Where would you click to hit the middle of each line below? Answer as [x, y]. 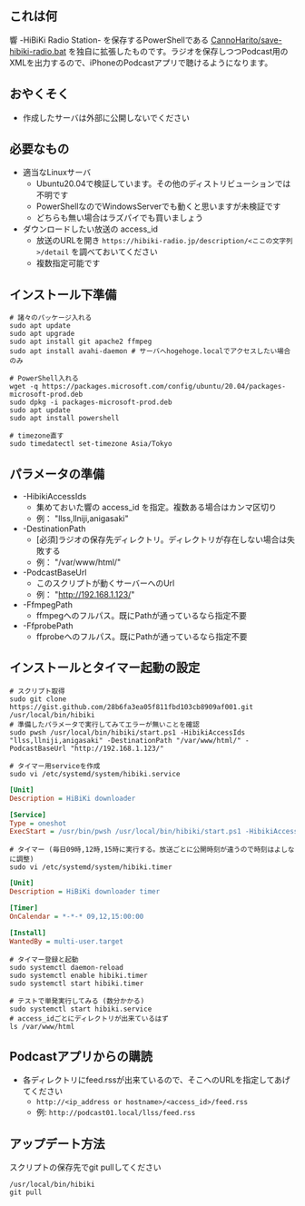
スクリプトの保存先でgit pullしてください [85, 1167]
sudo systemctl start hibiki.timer [77, 984]
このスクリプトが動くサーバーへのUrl [105, 583]
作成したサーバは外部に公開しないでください [106, 117]
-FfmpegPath [47, 605]
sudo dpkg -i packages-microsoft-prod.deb [91, 402]
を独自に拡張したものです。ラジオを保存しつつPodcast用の [178, 51]
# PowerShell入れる [44, 379]
